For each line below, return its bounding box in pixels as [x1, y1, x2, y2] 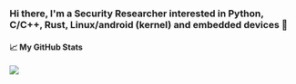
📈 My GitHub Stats [9, 42, 84, 52]
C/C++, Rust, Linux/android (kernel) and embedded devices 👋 [9, 18, 289, 31]
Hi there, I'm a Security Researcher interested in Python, [9, 7, 264, 20]
